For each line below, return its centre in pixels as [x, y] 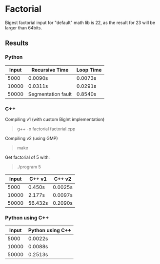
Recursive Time [50, 70]
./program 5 [29, 167]
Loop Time [89, 70]
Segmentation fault [50, 94]
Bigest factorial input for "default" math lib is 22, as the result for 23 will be [80, 23]
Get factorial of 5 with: [28, 157]
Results [17, 43]
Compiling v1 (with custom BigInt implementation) [55, 119]
